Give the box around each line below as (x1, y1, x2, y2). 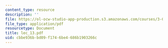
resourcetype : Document (5, 26, 55, 31)
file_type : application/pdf (5, 21, 64, 26)
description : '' (5, 12, 39, 17)
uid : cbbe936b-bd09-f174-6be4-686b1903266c (5, 35, 97, 40)
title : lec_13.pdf (5, 30, 43, 35)
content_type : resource (5, 7, 55, 12)
